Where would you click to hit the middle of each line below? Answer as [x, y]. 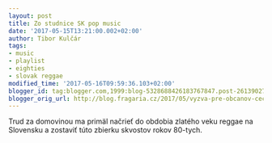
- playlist [27, 61]
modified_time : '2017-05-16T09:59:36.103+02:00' [92, 83]
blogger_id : [28, 91]
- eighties [27, 69]
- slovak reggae [36, 76]
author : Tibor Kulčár [45, 38]
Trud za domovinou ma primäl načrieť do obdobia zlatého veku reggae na [131, 121]
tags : [17, 46]
